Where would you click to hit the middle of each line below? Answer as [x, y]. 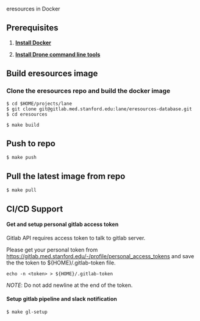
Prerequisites [32, 28]
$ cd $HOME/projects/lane [39, 104]
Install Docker [33, 43]
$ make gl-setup [27, 312]
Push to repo [31, 143]
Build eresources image [52, 73]
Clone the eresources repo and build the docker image [88, 91]
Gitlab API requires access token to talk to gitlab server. [76, 238]
